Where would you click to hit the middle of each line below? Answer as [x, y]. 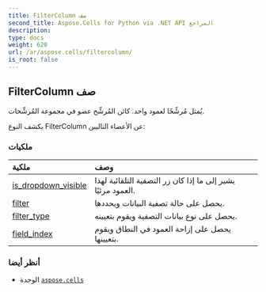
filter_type [31, 216]
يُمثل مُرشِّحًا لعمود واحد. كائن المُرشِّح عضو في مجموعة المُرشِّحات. [106, 111]
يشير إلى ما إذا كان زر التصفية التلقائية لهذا [165, 180]
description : [30, 30]
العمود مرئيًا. [115, 190]
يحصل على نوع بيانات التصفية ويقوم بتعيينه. [166, 216]
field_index [32, 233]
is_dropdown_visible [49, 185]
